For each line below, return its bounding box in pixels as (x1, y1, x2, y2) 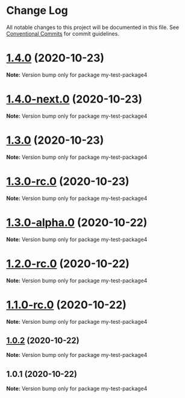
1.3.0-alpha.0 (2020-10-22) (6, 216, 148, 229)
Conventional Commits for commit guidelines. (6, 30, 119, 37)
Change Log (6, 4, 68, 18)
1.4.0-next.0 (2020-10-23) (6, 92, 143, 106)
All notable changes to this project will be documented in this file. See (6, 24, 180, 31)
